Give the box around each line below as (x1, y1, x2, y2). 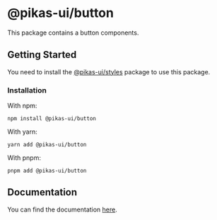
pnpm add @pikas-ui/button (7, 168, 87, 175)
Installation (7, 85, 47, 95)
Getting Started (7, 49, 77, 61)
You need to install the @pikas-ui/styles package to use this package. (7, 67, 211, 76)
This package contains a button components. (7, 28, 139, 37)
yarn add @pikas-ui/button (7, 141, 87, 149)
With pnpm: (7, 154, 41, 162)
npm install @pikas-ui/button (7, 115, 97, 122)
